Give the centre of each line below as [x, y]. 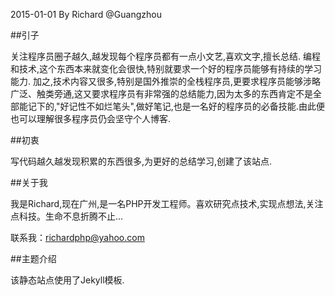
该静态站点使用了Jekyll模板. [67, 280]
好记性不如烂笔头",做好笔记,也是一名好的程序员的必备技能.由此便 [192, 106]
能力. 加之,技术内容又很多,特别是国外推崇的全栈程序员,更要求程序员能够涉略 [166, 81]
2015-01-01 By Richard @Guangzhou [86, 14]
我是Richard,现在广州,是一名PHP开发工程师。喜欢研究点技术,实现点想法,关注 [167, 203]
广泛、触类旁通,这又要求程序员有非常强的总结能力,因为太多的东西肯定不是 [162, 93]
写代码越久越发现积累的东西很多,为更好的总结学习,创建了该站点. [141, 161]
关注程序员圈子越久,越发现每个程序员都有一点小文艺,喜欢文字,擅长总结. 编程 [166, 56]
